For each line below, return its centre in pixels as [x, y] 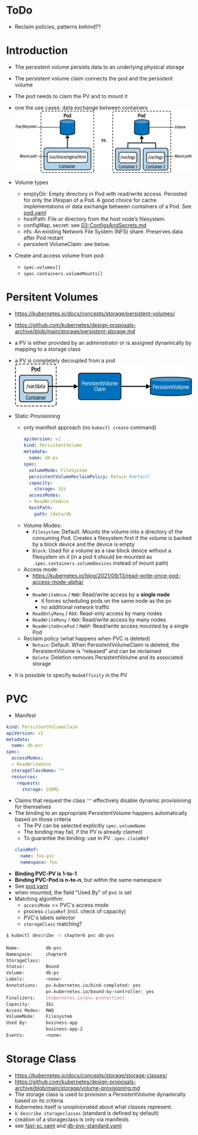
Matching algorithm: [39, 899]
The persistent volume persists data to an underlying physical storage [99, 67]
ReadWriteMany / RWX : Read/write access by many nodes [99, 619]
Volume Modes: [42, 525]
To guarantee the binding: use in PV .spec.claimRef [86, 838]
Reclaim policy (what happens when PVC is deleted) [87, 638]
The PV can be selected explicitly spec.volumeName [85, 826]
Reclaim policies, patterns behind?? [58, 27]
